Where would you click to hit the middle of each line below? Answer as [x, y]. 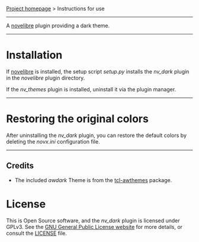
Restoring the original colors [78, 119]
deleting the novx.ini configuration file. [53, 141]
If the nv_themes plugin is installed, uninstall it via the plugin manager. [91, 89]
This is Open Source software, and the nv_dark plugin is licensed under [93, 220]
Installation [34, 55]
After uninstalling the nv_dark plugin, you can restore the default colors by [97, 135]
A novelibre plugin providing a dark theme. [58, 26]
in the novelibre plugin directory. [46, 78]
